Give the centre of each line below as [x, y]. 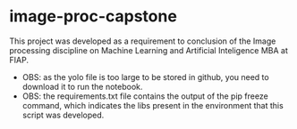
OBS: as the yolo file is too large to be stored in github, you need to [146, 77]
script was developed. [63, 115]
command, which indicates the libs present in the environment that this [153, 105]
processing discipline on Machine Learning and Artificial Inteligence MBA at [149, 50]
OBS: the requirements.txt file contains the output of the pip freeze [145, 96]
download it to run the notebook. [82, 86]
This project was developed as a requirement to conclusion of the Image [143, 41]
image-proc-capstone [93, 16]
